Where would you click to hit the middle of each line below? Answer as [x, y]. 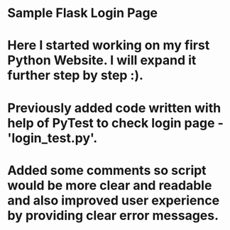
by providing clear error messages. [113, 215]
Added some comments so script [107, 170]
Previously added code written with [114, 108]
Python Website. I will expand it [102, 61]
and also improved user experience [114, 200]
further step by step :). [76, 75]
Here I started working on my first [109, 46]
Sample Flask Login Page [83, 13]
